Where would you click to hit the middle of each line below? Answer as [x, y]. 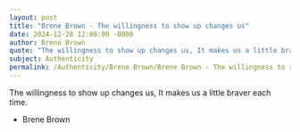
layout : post [33, 17]
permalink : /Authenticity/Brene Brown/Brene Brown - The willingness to [147, 68]
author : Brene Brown [48, 42]
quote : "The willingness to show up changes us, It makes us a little [143, 51]
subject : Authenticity [51, 59]
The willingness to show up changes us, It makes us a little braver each [140, 92]
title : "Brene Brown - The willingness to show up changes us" [129, 26]
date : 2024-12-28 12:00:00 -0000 [71, 34]
